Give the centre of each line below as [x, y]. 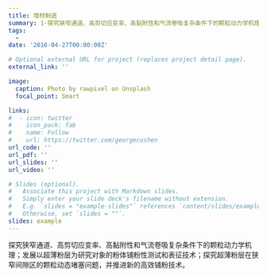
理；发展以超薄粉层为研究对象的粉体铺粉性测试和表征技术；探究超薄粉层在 [130, 255]
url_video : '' [32, 170]
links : [19, 111]
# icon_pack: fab [43, 125]
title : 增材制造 [33, 16]
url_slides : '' [33, 162]
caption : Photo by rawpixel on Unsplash [83, 88]
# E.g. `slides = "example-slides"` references [92, 207]
